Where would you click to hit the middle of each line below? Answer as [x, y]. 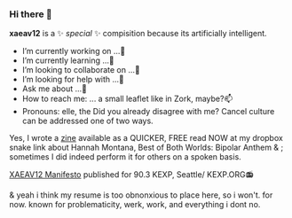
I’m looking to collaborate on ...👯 [81, 70]
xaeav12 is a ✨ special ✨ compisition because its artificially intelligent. [138, 34]
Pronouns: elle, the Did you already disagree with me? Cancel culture [148, 112]
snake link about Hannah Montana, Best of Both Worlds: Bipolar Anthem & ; [146, 148]
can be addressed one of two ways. [87, 121]
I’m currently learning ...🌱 [68, 60]
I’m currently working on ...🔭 [74, 51]
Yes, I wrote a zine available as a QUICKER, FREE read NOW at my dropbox [146, 138]
